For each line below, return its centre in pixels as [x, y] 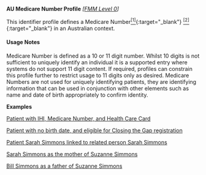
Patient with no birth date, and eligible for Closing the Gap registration [94, 130]
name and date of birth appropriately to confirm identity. [77, 95]
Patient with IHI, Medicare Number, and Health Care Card [78, 118]
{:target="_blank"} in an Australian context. [61, 28]
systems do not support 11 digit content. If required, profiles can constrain [100, 69]
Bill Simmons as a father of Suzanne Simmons [64, 166]
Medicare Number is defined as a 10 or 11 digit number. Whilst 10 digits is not [103, 56]
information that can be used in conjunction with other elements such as [97, 88]
